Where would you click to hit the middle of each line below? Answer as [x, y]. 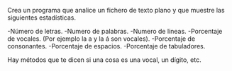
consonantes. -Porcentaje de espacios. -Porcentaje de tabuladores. [106, 46]
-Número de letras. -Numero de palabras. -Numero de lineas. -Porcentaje [115, 31]
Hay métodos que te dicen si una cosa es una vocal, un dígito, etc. [104, 60]
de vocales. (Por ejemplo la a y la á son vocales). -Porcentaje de [101, 39]
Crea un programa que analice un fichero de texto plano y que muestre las [116, 10]
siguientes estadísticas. [42, 18]
